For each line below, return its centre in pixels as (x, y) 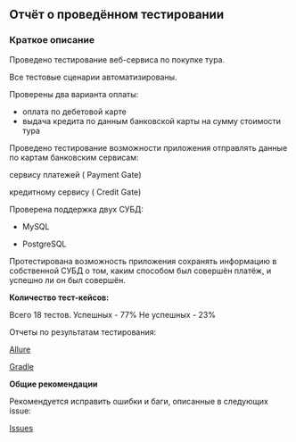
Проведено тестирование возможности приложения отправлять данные (148, 147)
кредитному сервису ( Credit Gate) (75, 192)
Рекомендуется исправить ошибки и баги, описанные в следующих (139, 401)
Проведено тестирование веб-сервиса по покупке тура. (117, 59)
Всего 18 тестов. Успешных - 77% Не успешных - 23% (113, 314)
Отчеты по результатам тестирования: (83, 332)
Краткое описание (52, 40)
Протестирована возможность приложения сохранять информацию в (143, 261)
